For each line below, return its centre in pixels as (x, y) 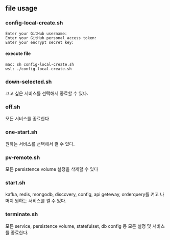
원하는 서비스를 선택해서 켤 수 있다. (40, 144)
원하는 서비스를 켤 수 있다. (41, 201)
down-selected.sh (29, 82)
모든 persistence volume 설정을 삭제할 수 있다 (52, 169)
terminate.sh (22, 215)
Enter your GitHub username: (36, 33)
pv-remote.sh (23, 157)
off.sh (13, 107)
